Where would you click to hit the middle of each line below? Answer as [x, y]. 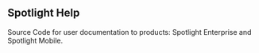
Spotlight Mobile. [35, 40]
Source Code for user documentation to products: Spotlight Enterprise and [129, 32]
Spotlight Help [44, 13]
